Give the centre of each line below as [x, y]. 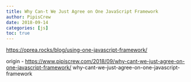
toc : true [18, 33]
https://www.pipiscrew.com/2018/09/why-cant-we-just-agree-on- [105, 61]
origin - [15, 61]
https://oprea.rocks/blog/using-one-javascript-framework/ [77, 50]
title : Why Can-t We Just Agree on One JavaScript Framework [82, 11]
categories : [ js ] [27, 28]
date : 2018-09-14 [27, 22]
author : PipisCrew [28, 17]
